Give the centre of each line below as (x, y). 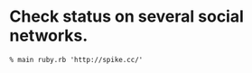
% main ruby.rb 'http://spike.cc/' (76, 59)
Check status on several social (126, 17)
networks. (49, 36)
